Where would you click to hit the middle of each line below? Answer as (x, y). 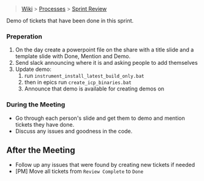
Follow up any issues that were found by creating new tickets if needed (105, 165)
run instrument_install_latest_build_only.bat (84, 76)
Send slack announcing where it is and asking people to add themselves (106, 63)
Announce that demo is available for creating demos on (94, 89)
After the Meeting (41, 150)
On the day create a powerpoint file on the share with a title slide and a (104, 50)
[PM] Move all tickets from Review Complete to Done (79, 171)
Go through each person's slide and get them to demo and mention (100, 118)
